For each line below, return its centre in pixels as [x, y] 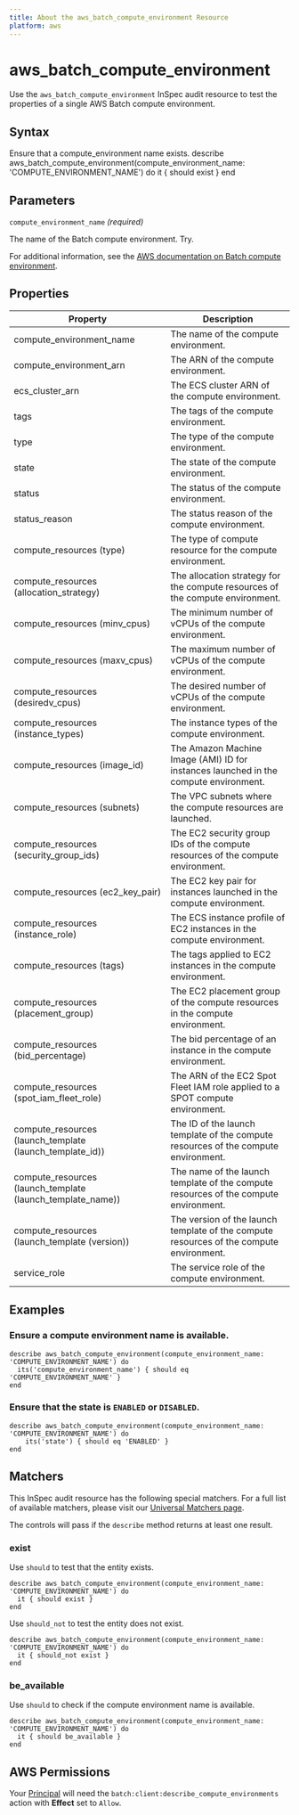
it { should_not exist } [63, 1655]
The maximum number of [223, 649]
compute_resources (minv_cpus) [82, 623]
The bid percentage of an [223, 1039]
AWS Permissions [60, 1772]
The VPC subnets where [221, 796]
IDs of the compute [210, 844]
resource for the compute [224, 550]
